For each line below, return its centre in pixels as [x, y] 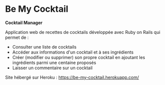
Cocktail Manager [24, 23]
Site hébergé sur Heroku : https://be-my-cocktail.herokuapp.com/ [72, 77]
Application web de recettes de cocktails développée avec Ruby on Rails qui [83, 32]
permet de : [17, 37]
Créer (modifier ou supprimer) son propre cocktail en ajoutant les [79, 57]
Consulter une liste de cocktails [44, 47]
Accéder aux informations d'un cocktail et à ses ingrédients [73, 52]
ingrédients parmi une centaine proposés [54, 62]
